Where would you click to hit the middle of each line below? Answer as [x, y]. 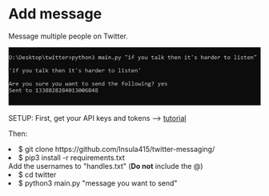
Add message [55, 14]
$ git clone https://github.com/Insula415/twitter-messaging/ [117, 150]
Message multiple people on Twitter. [68, 36]
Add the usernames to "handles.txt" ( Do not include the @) [106, 166]
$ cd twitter [38, 175]
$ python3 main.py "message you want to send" [98, 183]
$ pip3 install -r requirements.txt [72, 158]
